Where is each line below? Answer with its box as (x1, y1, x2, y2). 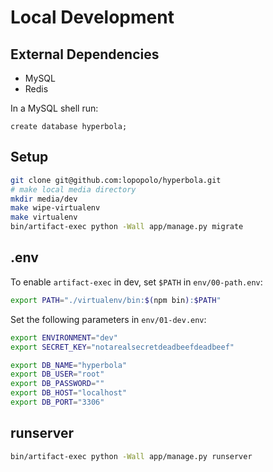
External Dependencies (10, 46, 160, 63)
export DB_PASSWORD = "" (10, 379, 105, 389)
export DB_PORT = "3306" (10, 397, 105, 407)
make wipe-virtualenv (10, 203, 101, 213)
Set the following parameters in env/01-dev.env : (10, 313, 207, 325)
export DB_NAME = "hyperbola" (10, 360, 128, 370)
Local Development (10, 6, 175, 29)
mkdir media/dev (10, 194, 78, 204)
